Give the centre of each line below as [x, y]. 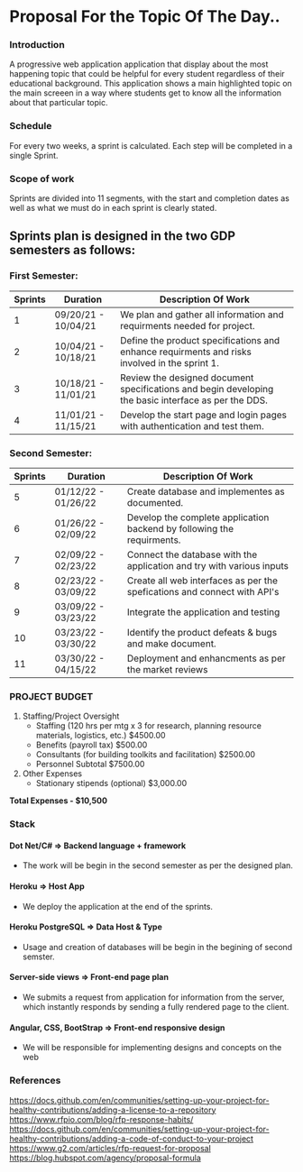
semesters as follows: [73, 250]
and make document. [171, 644]
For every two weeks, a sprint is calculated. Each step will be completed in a [151, 145]
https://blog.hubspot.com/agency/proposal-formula [105, 1158]
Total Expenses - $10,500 [59, 801]
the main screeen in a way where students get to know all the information [146, 93]
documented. [155, 503]
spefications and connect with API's [203, 592]
